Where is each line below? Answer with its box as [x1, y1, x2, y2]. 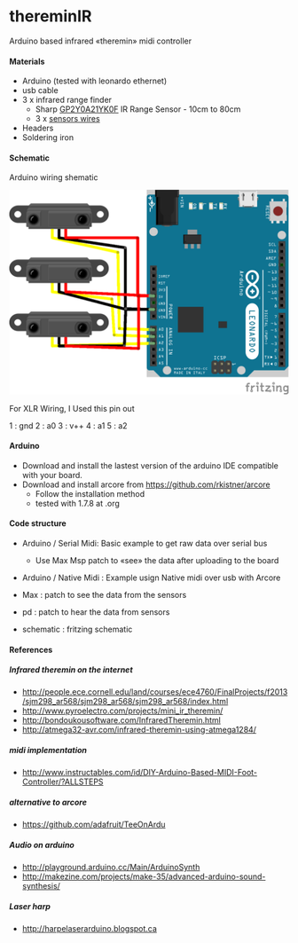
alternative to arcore [9, 797, 87, 808]
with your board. [21, 469, 82, 480]
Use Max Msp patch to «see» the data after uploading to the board [35, 554, 279, 565]
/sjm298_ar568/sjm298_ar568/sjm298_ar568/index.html [21, 696, 229, 707]
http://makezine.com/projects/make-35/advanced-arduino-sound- [21, 871, 266, 882]
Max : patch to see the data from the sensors [21, 589, 187, 600]
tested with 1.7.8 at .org [35, 498, 120, 508]
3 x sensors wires [35, 114, 100, 124]
